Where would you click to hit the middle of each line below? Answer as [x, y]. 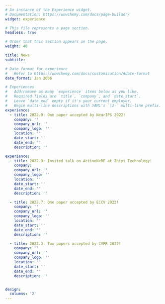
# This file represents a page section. [48, 28]
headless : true [21, 33]
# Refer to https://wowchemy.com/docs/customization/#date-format [78, 73]
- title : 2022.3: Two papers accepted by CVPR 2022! [65, 244]
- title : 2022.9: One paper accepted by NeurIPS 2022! [68, 115]
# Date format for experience [37, 69]
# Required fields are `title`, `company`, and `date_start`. [73, 97]
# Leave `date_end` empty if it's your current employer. [69, 101]
